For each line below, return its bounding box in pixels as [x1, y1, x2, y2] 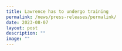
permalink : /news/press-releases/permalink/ [6, 14, 117, 20]
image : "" [6, 36, 30, 42]
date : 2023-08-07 [6, 19, 49, 25]
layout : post [6, 25, 38, 31]
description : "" [6, 30, 46, 36]
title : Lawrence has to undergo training [6, 8, 109, 15]
